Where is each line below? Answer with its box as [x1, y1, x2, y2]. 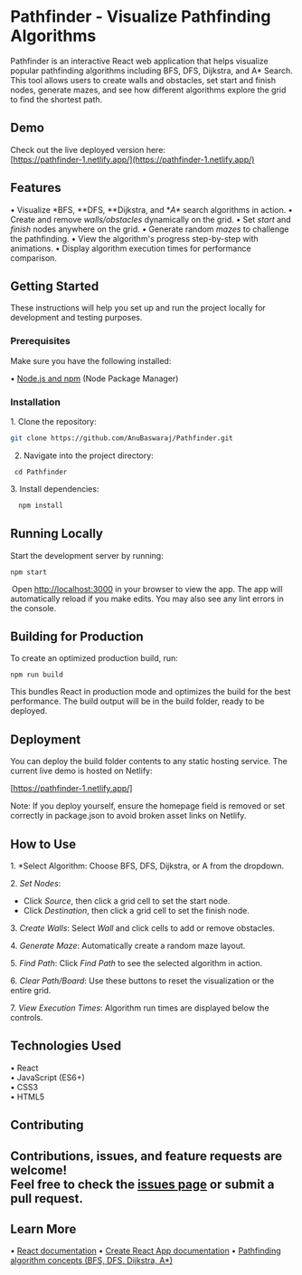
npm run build [10, 670, 64, 680]
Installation [10, 396, 61, 408]
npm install [18, 501, 64, 510]
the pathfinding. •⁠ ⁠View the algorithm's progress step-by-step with [10, 233, 259, 244]
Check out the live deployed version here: [10, 144, 166, 155]
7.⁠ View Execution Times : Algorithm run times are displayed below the [10, 1002, 269, 1013]
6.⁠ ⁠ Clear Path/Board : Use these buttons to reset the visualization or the [10, 975, 275, 986]
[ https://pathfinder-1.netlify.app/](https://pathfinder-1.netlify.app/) [10, 154, 255, 165]
